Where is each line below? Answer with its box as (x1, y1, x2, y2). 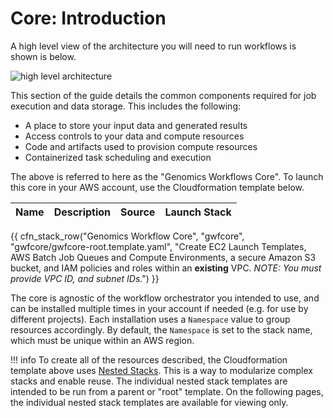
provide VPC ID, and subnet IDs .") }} (10, 272, 160, 284)
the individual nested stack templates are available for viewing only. (10, 396, 289, 408)
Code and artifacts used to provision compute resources (24, 140, 258, 152)
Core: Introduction (10, 7, 167, 30)
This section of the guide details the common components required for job (10, 89, 317, 101)
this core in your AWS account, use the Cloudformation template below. (10, 181, 305, 193)
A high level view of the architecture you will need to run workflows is (10, 40, 297, 52)
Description (53, 205, 112, 219)
